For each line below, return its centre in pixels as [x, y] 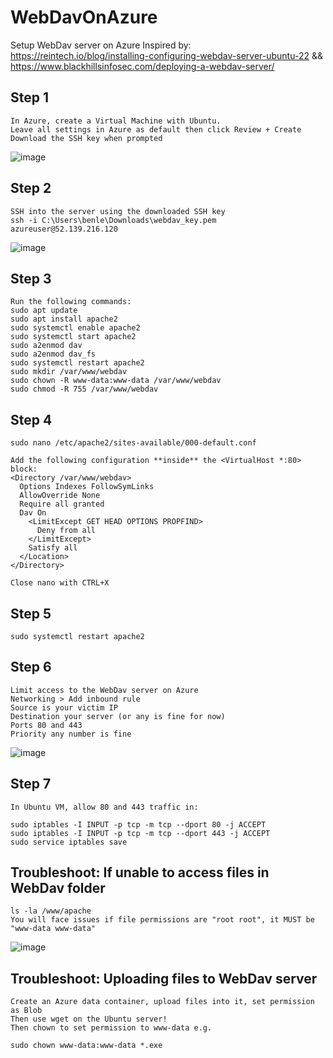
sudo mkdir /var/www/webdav [69, 372]
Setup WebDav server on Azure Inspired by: [101, 45]
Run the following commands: [71, 302]
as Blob [26, 1011]
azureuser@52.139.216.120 [64, 229]
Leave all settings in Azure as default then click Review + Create [156, 129]
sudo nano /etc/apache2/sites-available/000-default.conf [133, 443]
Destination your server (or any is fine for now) [118, 716]
